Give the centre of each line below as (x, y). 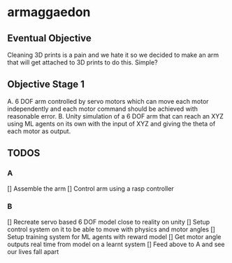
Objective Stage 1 (46, 85)
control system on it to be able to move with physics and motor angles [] (111, 229)
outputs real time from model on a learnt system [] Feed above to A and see (116, 244)
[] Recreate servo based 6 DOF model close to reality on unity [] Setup (109, 222)
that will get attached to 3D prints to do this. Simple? (83, 62)
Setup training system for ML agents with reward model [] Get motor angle (114, 236)
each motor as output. (39, 131)
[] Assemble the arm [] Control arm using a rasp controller (91, 188)
